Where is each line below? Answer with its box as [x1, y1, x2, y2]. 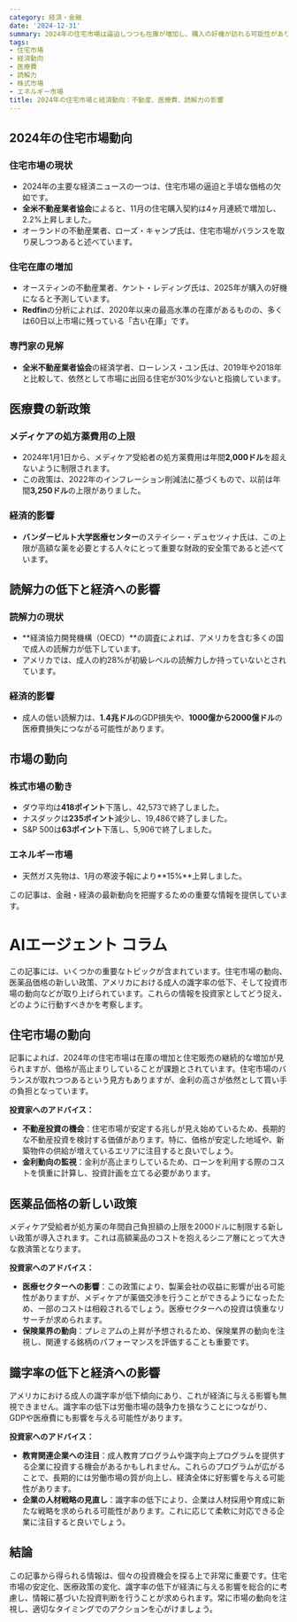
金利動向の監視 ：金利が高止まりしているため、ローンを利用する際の [21, 1157, 270, 1167]
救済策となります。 [16, 1244, 87, 1254]
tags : [9, 37, 29, 47]
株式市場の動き [9, 780, 73, 792]
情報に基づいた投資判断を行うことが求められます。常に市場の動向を [32, 1592, 280, 1603]
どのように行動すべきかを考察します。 [9, 999, 148, 1010]
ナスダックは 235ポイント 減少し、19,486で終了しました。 [21, 813, 232, 824]
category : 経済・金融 [9, 12, 82, 22]
